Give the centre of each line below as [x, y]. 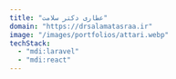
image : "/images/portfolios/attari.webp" [89, 35]
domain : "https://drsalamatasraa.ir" [81, 26]
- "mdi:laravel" [48, 52]
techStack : [30, 43]
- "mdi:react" [44, 60]
